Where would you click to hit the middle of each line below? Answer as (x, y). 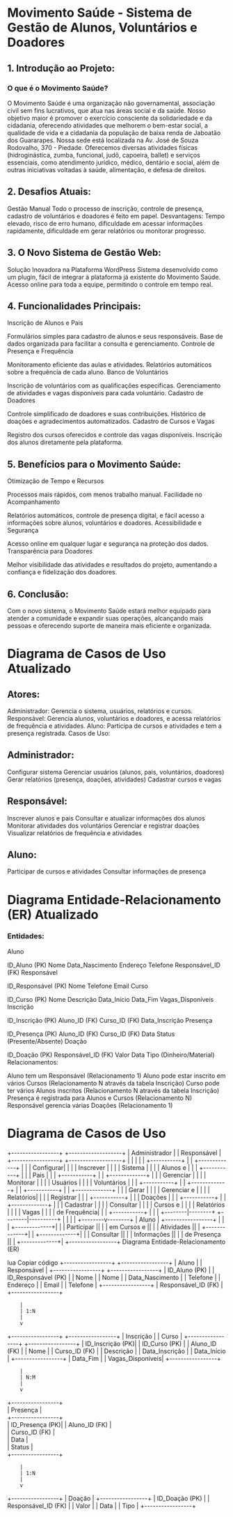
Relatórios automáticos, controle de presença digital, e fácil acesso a (106, 516)
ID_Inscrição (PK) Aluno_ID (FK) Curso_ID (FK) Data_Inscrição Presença (110, 1020)
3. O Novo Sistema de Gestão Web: (84, 253)
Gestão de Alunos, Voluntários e (102, 28)
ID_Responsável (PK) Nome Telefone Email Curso (78, 986)
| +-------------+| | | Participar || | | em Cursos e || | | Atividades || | (104, 1227)
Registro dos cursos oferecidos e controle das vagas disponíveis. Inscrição (115, 435)
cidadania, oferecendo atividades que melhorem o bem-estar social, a (108, 125)
